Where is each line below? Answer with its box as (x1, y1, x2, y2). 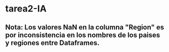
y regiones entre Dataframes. (5, 38, 100, 47)
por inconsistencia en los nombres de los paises (5, 30, 160, 39)
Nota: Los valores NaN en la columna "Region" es (5, 23, 164, 31)
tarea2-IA (5, 3, 47, 14)
